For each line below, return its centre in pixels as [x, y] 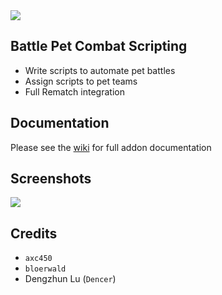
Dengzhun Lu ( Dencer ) [70, 279]
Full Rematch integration [74, 91]
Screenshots [51, 179]
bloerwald [45, 269]
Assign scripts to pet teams [81, 81]
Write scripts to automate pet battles [100, 70]
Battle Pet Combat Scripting [99, 46]
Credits [34, 233]
